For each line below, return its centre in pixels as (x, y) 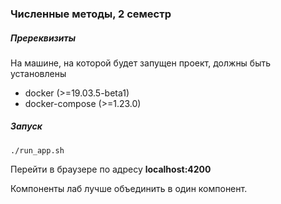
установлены (38, 73)
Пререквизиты (43, 38)
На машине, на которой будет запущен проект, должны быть (141, 63)
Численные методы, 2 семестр (91, 14)
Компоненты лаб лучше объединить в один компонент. (129, 188)
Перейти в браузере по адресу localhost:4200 (111, 169)
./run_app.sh (37, 150)
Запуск (26, 126)
